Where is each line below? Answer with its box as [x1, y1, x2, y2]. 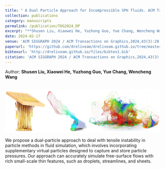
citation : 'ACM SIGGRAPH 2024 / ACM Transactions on [5, 55, 115, 59]
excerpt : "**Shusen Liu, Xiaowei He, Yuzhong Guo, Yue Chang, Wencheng [5, 28, 155, 34]
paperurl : [5, 44, 26, 49]
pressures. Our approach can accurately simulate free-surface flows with [5, 153, 154, 159]
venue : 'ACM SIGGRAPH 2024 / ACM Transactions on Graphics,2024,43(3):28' [5, 39, 162, 44]
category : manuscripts [5, 18, 52, 23]
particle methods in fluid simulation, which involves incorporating [5, 142, 137, 148]
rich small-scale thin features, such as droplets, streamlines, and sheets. [5, 158, 152, 164]
